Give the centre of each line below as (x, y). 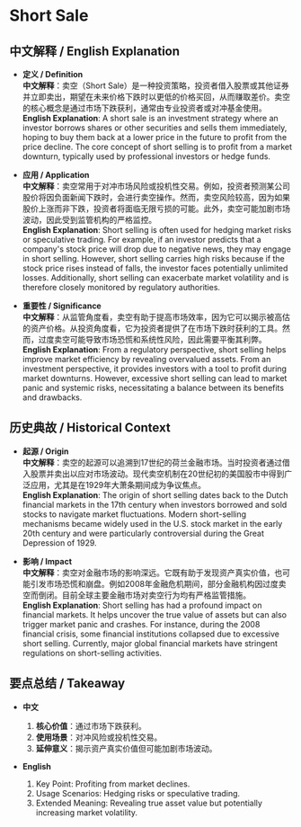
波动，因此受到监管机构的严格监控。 (89, 220)
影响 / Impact (47, 561)
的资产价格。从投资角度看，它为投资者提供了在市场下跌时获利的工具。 (152, 328)
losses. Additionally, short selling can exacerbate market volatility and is (155, 278)
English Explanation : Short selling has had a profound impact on (142, 605)
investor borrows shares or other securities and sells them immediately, (155, 128)
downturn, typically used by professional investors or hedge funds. (146, 156)
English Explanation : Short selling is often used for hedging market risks (157, 230)
